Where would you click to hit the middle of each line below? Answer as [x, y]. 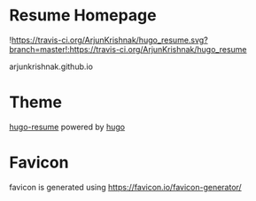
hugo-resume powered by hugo [67, 127]
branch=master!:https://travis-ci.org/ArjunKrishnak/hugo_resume [128, 49]
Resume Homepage [83, 15]
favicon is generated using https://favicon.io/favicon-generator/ [125, 187]
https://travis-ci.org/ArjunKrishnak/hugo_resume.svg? [110, 40]
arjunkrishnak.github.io [51, 66]
